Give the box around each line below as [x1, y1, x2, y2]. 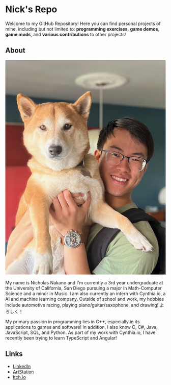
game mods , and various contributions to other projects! [5, 31, 126, 37]
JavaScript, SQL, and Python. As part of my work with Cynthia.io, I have [5, 329, 156, 335]
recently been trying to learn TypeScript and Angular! [5, 334, 117, 341]
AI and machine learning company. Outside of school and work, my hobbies [5, 296, 164, 302]
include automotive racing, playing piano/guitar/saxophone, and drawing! [5, 302, 159, 308]
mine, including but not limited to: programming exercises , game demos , [5, 26, 160, 32]
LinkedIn [12, 363, 31, 369]
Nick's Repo [5, 4, 58, 15]
